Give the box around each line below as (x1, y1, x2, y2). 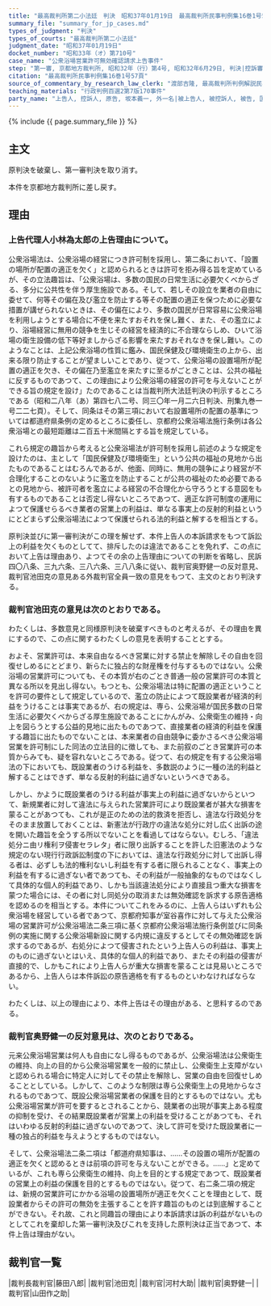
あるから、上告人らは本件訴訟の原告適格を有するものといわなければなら (8, 971, 248, 981)
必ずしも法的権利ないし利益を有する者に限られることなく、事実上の (35, 860, 263, 870)
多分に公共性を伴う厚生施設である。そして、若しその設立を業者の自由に (22, 284, 262, 294)
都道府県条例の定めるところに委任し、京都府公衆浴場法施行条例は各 (29, 415, 256, 425)
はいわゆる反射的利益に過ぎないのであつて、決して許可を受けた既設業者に (8, 1121, 256, 1131)
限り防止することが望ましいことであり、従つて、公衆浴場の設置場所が (22, 355, 256, 364)
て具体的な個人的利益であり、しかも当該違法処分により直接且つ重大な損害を (8, 880, 263, 890)
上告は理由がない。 (15, 1229, 79, 1239)
